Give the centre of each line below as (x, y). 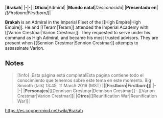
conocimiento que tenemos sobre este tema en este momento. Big (84, 80)
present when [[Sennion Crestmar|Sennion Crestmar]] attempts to (72, 43)
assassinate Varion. (25, 48)
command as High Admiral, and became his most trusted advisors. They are (81, 38)
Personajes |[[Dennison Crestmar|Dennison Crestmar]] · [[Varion (90, 91)
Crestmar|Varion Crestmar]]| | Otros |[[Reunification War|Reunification (87, 96)
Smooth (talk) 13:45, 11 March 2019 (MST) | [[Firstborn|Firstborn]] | (84, 85)
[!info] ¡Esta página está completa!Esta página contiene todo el (80, 75)
